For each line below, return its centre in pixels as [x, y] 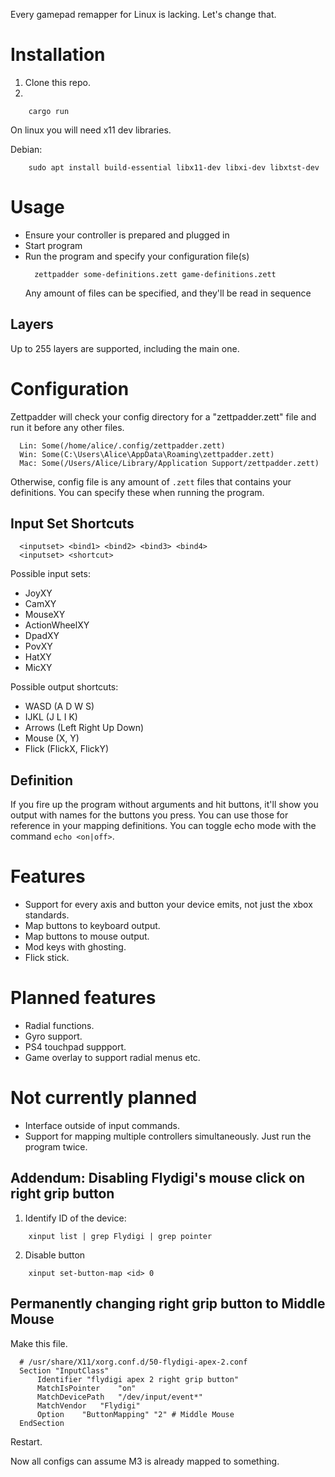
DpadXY [42, 636]
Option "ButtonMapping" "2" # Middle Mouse [135, 1414]
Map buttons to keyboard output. [92, 926]
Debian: [26, 149]
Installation [58, 55]
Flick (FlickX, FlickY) [67, 749]
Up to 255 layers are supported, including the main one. [125, 348]
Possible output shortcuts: [64, 687]
